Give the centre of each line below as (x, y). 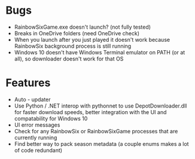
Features (28, 83)
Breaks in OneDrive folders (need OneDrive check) (77, 33)
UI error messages (37, 125)
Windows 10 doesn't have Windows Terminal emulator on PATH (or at (100, 52)
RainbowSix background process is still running (73, 46)
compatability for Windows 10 (51, 118)
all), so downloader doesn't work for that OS (69, 59)
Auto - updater (33, 99)
